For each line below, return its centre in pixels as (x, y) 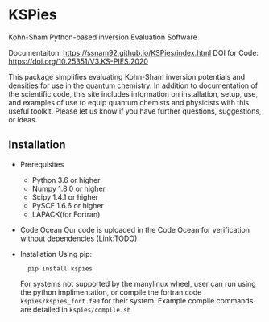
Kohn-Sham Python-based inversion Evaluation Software (103, 37)
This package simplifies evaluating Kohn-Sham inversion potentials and (127, 76)
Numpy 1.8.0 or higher (69, 188)
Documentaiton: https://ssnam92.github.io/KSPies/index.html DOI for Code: (134, 52)
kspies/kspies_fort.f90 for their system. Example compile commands (137, 300)
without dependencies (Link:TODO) (79, 238)
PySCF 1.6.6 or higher (68, 205)
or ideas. (23, 119)
